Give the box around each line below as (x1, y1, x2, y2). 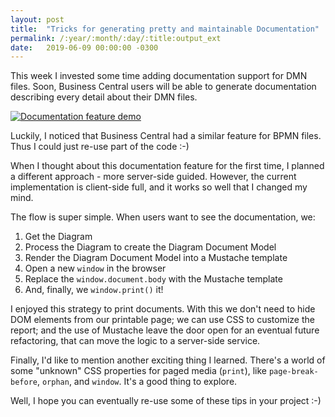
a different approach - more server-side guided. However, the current (10, 171, 297, 183)
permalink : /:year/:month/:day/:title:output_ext (10, 33, 222, 43)
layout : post (10, 14, 65, 25)
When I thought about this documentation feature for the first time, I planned (10, 160, 325, 172)
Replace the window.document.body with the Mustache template (24, 273, 283, 285)
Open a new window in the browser (24, 262, 167, 275)
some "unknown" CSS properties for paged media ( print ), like (10, 365, 268, 377)
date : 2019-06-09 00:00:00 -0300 (10, 42, 159, 53)
